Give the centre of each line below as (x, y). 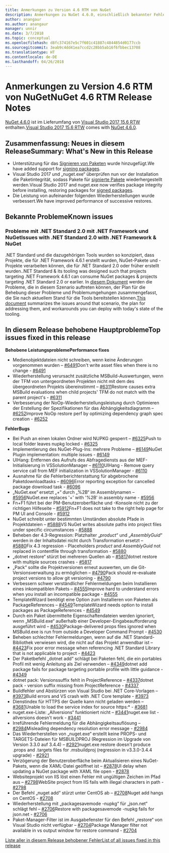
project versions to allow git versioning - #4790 (62, 578)
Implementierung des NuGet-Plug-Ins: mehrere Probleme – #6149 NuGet (87, 449)
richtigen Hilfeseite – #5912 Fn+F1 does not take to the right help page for (88, 508)
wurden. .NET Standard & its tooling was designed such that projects (76, 271)
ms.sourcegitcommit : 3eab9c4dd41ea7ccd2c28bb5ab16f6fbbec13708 (73, 48)
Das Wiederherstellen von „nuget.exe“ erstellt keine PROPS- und (79, 734)
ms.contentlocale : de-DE (31, 57)
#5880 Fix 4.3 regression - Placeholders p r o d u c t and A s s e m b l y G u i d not (87, 546)
